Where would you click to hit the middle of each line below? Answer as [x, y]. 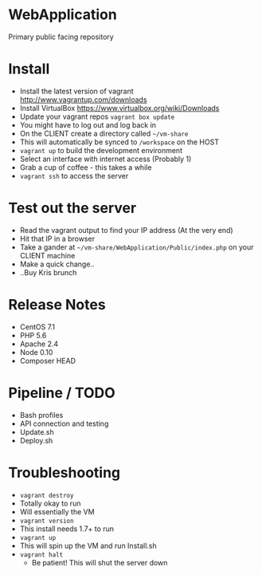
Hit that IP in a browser [57, 238]
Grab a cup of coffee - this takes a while [86, 167]
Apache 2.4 [39, 344]
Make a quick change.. [57, 264]
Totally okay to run [50, 503]
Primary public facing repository [61, 37]
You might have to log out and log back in [88, 124]
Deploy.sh [36, 440]
